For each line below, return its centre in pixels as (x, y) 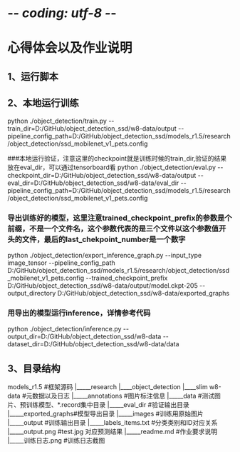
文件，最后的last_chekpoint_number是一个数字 (104, 239)
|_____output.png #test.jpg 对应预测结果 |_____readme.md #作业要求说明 (113, 431)
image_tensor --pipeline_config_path (61, 263)
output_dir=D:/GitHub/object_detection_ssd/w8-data (84, 336)
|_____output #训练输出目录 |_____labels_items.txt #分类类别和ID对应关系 (113, 422)
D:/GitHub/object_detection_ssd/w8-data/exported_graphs (144, 293)
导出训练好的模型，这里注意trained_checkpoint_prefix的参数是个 (120, 218)
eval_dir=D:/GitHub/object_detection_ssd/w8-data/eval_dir (93, 183)
